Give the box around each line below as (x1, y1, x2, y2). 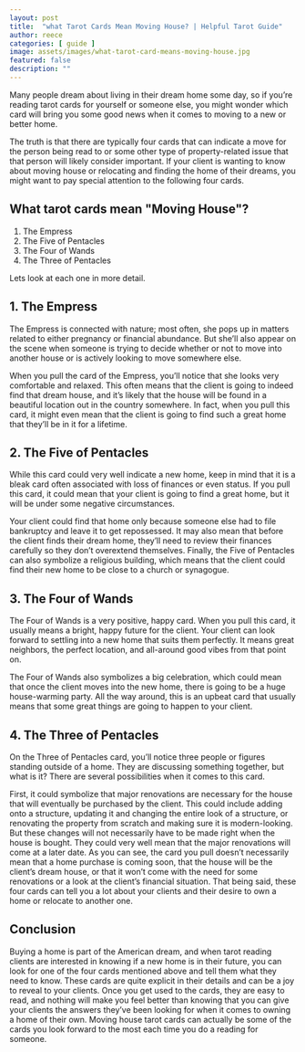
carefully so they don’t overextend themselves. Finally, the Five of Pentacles (9, 545, 295, 556)
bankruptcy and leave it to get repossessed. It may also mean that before (9, 526, 284, 537)
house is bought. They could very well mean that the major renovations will (9, 836, 291, 847)
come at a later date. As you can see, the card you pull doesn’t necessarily (9, 847, 290, 857)
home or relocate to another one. (9, 895, 134, 906)
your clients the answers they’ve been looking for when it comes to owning (9, 1004, 291, 1015)
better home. (9, 118, 58, 129)
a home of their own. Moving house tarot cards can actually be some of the (9, 1014, 292, 1025)
